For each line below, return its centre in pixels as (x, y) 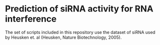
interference (31, 19)
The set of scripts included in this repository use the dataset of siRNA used (80, 32)
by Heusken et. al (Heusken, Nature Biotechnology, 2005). (63, 37)
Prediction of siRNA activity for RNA (79, 9)
